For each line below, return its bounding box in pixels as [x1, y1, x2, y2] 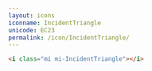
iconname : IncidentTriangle [8, 19, 102, 27]
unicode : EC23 [8, 26, 56, 34]
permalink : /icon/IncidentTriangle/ [8, 33, 130, 42]
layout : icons [8, 11, 56, 20]
